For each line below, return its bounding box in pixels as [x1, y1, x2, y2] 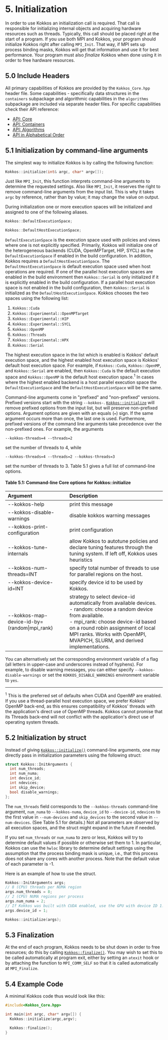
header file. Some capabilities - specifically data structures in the [5, 90, 139, 96]
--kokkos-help [7, 501, 44, 508]
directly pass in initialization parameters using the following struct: [5, 752, 141, 758]
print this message [69, 501, 113, 508]
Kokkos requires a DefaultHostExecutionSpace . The [5, 258, 110, 264]
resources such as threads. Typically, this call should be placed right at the [5, 30, 159, 36]
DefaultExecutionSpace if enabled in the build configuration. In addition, [5, 253, 152, 259]
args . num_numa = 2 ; [5, 899, 46, 904]
